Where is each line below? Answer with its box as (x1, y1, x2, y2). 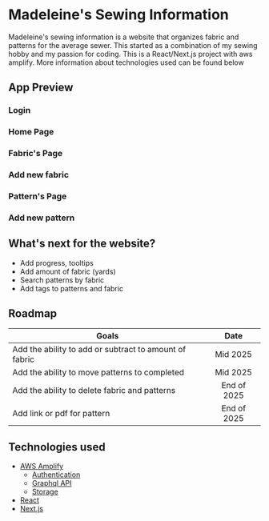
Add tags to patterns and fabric (19, 283, 124, 293)
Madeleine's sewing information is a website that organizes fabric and (8, 32, 239, 42)
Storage (31, 487, 58, 497)
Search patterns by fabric (19, 275, 105, 285)
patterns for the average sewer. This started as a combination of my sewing (8, 40, 258, 50)
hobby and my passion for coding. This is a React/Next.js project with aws (8, 49, 253, 58)
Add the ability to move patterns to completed (12, 367, 185, 378)
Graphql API (31, 479, 72, 488)
